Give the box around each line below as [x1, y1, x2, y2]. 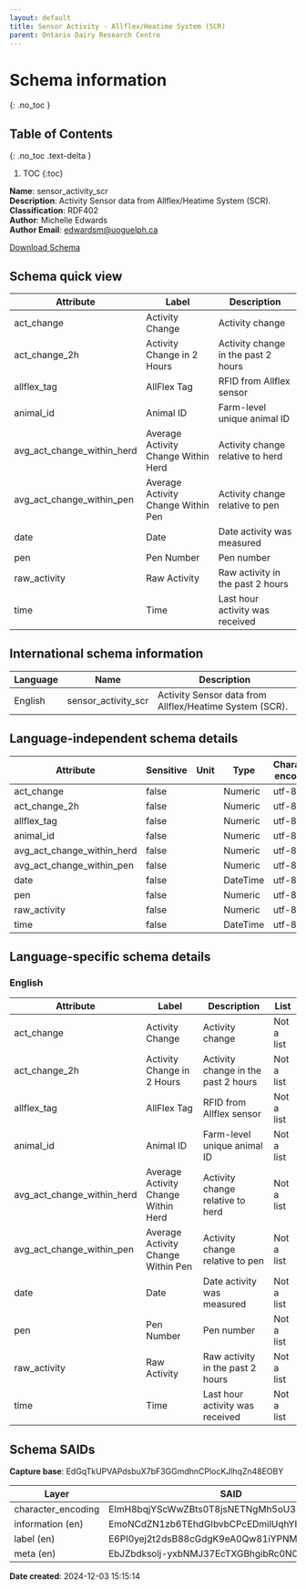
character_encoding [14, 1503, 100, 1516]
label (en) [14, 1532, 56, 1545]
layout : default [9, 13, 71, 23]
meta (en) [14, 1547, 56, 1560]
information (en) [14, 1518, 84, 1531]
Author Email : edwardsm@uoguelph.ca [9, 224, 158, 235]
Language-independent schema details [9, 731, 239, 747]
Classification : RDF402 [9, 205, 98, 216]
